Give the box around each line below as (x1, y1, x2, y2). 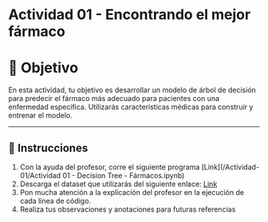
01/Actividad (19, 170, 61, 180)
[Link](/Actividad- (201, 162, 260, 172)
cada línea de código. (19, 196, 92, 205)
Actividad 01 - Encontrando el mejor (8, 6, 251, 24)
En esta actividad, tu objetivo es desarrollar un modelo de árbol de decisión (8, 85, 257, 95)
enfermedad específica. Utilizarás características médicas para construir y (8, 102, 254, 112)
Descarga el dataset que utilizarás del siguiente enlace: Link (19, 179, 218, 189)
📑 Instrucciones (8, 141, 89, 154)
